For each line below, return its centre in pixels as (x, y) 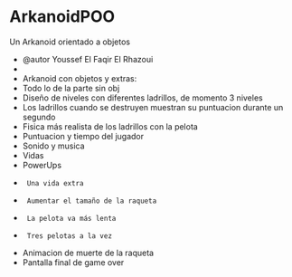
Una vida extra (55, 183)
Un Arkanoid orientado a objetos (70, 42)
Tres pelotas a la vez (70, 236)
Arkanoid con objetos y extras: (80, 78)
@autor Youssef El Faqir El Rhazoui (88, 59)
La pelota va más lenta (71, 218)
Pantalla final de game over (73, 262)
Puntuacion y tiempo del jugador (83, 136)
